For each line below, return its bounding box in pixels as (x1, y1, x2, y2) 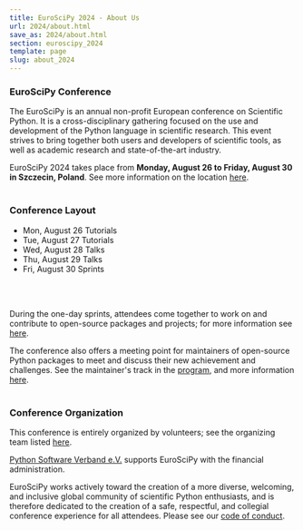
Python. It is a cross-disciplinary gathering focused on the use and (9, 115, 259, 127)
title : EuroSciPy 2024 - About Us (9, 13, 141, 23)
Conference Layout (9, 204, 96, 217)
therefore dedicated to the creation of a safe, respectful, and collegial (9, 500, 269, 511)
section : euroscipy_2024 (9, 38, 103, 48)
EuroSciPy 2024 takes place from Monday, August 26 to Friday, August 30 (9, 162, 293, 173)
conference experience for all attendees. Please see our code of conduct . (9, 510, 286, 521)
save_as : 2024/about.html (9, 30, 107, 39)
